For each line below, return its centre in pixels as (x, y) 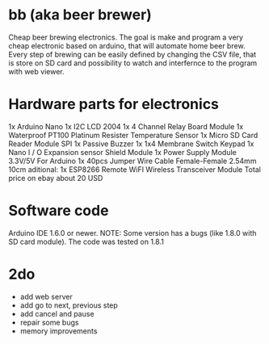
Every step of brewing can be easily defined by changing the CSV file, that (132, 54)
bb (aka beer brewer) (80, 15)
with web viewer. (36, 71)
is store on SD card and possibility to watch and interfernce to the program (133, 63)
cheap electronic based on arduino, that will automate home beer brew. (127, 45)
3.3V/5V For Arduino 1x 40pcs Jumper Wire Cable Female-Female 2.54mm (132, 161)
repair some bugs (49, 322)
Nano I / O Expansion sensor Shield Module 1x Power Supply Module (122, 152)
